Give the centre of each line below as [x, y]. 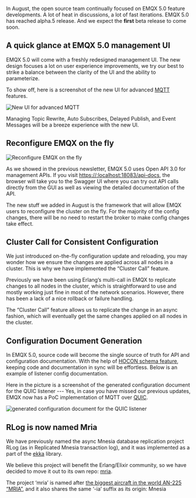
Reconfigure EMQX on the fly [60, 143]
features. [17, 95]
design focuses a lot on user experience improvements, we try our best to [95, 66]
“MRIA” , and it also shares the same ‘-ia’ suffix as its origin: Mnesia [86, 489]
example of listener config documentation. [57, 374]
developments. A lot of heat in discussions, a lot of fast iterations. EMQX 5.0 [97, 15]
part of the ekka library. [34, 454]
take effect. [20, 224]
